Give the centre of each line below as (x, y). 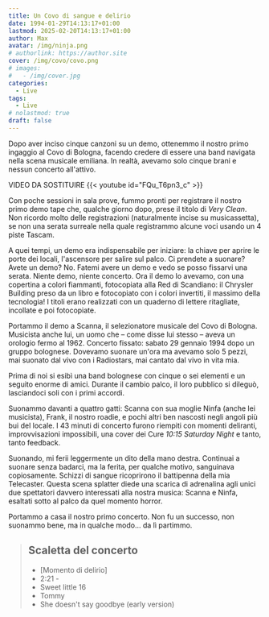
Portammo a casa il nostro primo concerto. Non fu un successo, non (121, 516)
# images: (25, 68)
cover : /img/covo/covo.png (53, 61)
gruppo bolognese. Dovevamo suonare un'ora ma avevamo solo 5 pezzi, (128, 351)
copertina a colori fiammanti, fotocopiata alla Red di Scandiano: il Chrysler (131, 284)
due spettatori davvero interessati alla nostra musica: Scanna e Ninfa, (123, 492)
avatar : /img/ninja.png (48, 46)
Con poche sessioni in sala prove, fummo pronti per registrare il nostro (125, 200)
